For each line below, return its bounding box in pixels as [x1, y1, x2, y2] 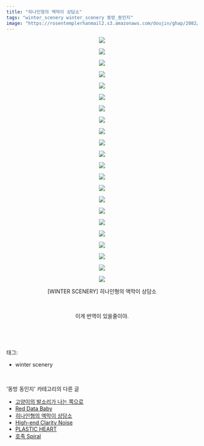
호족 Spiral [15, 433, 41, 440]
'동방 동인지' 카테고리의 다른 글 [6, 385, 80, 393]
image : [6, 20, 23, 26]
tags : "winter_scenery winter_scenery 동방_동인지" [6, 15, 134, 21]
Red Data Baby [15, 405, 53, 413]
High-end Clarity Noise [15, 419, 73, 427]
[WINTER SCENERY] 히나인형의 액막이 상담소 [47, 288, 157, 295]
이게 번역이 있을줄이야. [75, 313, 129, 320]
